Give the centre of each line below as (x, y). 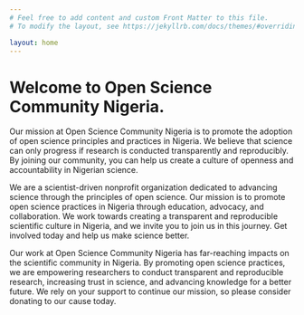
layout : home (34, 43)
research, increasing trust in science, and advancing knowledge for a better (151, 282)
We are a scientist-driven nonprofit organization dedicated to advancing (143, 187)
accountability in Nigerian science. (74, 170)
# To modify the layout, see (64, 26)
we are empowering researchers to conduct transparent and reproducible (147, 272)
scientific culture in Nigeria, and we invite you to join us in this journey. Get (148, 226)
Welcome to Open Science (111, 87)
